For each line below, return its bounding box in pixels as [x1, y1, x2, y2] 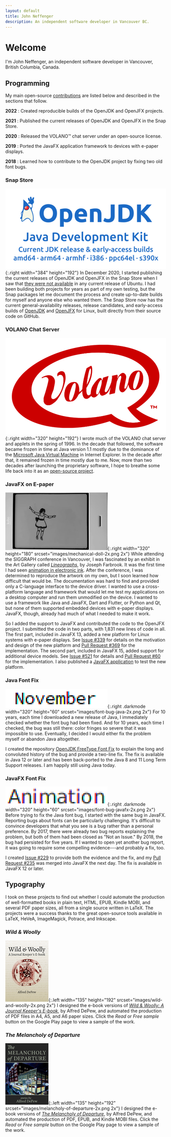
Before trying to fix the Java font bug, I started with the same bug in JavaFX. [5, 812, 166, 818]
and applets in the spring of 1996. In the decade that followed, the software [5, 441, 163, 447]
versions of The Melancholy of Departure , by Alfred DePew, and [17, 1111, 152, 1117]
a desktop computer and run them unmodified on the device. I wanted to [5, 594, 158, 601]
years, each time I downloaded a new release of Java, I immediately [5, 714, 148, 720]
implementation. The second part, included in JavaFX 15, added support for [5, 648, 164, 654]
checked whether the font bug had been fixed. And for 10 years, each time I [5, 719, 164, 726]
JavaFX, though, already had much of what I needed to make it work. [5, 610, 151, 617]
